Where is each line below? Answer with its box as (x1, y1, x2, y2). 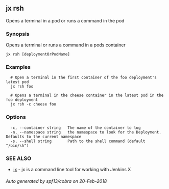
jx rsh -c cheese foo (10, 102, 57, 107)
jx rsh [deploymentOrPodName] (6, 52, 70, 57)
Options (6, 114, 26, 121)
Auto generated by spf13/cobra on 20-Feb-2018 (6, 178, 107, 184)
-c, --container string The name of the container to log (10, 125, 141, 130)
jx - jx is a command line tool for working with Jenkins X (13, 167, 131, 172)
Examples (6, 64, 31, 71)
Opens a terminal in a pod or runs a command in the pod (6, 17, 125, 23)
